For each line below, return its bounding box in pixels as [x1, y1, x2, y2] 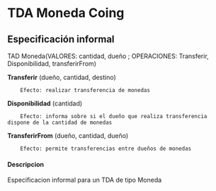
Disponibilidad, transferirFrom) [7, 59, 97, 68]
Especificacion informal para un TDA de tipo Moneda [7, 175, 162, 185]
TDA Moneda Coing [7, 5, 125, 21]
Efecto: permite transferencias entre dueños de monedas [20, 145, 192, 152]
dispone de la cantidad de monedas [7, 119, 113, 126]
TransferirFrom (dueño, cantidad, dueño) [7, 132, 129, 139]
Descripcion [7, 160, 45, 168]
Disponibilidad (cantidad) [7, 99, 83, 108]
